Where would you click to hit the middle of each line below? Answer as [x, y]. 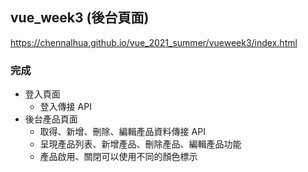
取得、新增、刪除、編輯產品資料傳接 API [122, 132]
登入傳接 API [65, 107]
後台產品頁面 [51, 119]
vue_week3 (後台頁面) [80, 18]
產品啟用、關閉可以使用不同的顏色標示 [118, 157]
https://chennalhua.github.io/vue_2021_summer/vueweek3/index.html [154, 42]
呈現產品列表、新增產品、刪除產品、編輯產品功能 [140, 144]
